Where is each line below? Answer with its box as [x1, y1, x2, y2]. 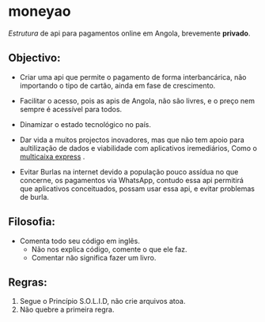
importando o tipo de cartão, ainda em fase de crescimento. [19, 80, 216, 90]
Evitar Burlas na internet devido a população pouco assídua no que [19, 167, 239, 176]
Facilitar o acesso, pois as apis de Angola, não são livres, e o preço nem [19, 95, 256, 105]
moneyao [8, 2, 71, 21]
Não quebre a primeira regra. [19, 305, 115, 314]
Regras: [8, 275, 47, 289]
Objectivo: [8, 51, 61, 65]
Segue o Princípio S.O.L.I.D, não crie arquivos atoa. [19, 297, 186, 306]
